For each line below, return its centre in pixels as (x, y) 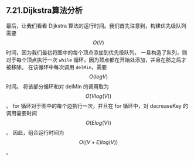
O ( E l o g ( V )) (98, 122)
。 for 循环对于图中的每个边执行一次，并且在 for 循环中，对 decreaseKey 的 (97, 106)
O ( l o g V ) (98, 76)
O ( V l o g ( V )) (98, 96)
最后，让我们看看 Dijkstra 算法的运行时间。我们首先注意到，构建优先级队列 (96, 26)
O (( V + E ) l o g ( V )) (98, 142)
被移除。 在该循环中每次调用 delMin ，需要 (57, 67)
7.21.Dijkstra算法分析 (45, 11)
